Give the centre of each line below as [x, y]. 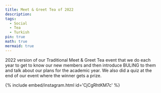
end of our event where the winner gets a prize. [53, 75]
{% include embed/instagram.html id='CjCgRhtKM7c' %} [63, 85]
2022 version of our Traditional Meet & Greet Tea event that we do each [78, 60]
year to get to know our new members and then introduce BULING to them [80, 65]
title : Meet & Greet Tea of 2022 [39, 10]
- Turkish [19, 32]
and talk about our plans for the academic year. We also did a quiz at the [79, 70]
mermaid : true [20, 46]
